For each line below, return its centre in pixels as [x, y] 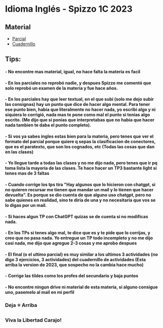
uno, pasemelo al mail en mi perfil [40, 292]
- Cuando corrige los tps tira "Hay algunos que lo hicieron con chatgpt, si [80, 184]
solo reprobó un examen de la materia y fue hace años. [62, 88]
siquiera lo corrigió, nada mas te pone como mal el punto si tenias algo [78, 115]
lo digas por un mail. [26, 205]
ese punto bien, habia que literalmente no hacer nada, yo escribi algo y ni [80, 110]
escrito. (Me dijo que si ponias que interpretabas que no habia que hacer [80, 120]
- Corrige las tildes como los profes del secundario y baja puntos [72, 276]
